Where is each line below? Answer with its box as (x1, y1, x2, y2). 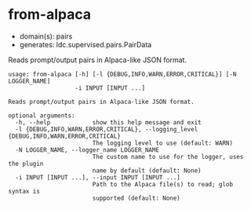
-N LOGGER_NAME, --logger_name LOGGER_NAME (15, 146, 159, 154)
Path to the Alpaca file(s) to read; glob (92, 180, 234, 188)
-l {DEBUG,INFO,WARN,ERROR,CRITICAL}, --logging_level (15, 125, 198, 133)
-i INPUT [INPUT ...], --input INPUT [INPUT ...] (15, 173, 180, 182)
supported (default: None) (92, 194, 180, 202)
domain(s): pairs (19, 31, 73, 41)
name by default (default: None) (92, 167, 202, 175)
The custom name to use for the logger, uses (92, 153, 244, 160)
